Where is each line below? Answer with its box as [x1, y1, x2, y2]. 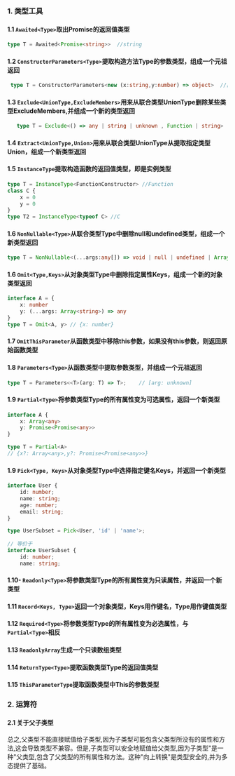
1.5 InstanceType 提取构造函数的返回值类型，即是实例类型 [7, 165, 171, 173]
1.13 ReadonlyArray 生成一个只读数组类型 [7, 645, 122, 654]
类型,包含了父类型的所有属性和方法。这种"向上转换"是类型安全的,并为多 [22, 753, 228, 761]
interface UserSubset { [7, 547, 77, 554]
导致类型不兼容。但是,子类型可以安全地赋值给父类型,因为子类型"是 [27, 744, 218, 752]
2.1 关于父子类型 [7, 718, 54, 727]
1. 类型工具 [7, 6, 43, 15]
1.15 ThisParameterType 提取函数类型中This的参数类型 [7, 681, 159, 689]
